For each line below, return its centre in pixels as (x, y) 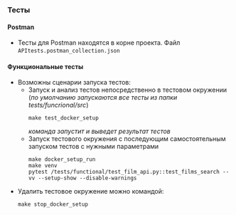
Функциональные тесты (45, 66)
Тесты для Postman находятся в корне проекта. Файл (99, 43)
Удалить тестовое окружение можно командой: (91, 192)
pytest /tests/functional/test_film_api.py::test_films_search (124, 172)
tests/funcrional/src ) (58, 105)
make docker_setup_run (62, 159)
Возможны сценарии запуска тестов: (74, 83)
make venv (43, 166)
